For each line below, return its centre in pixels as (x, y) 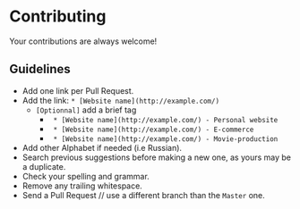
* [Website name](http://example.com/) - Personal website (166, 120)
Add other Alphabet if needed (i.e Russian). (102, 147)
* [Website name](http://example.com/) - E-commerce (154, 130)
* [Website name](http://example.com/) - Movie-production (166, 139)
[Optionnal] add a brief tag (86, 110)
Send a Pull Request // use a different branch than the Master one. (144, 195)
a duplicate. (44, 166)
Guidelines (40, 69)
